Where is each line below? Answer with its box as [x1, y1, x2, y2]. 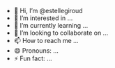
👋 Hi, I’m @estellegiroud [13, 7, 83, 15]
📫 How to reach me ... [13, 37, 79, 44]
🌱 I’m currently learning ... [13, 22, 89, 29]
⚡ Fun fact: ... [13, 54, 52, 62]
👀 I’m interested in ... [13, 14, 73, 22]
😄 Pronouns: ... [13, 46, 59, 55]
